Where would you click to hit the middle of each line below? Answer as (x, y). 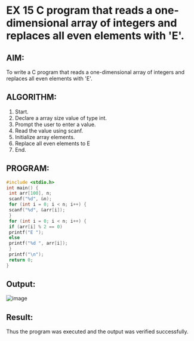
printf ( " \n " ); (26, 254)
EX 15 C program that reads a (79, 10)
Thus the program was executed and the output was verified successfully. (98, 331)
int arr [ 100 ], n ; (30, 193)
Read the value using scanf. (49, 130)
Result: (20, 317)
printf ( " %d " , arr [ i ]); (38, 243)
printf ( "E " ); (26, 232)
